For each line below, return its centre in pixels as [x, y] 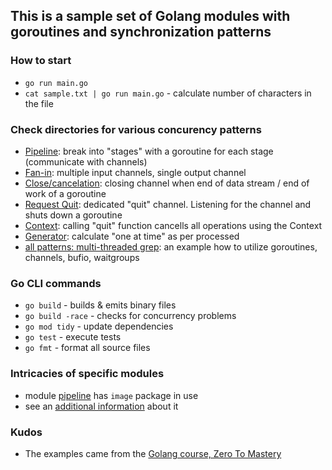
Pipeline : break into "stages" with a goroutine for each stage [149, 151]
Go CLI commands [56, 283]
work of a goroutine [65, 193]
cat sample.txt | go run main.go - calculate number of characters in [168, 93]
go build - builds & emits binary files [100, 305]
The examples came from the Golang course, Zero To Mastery [153, 453]
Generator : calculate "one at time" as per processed [132, 236]
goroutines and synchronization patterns [141, 32]
